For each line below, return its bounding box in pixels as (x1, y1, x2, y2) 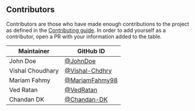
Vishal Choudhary (9, 66, 59, 74)
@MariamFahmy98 (64, 76, 118, 84)
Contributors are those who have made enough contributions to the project (6, 20, 190, 27)
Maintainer (18, 47, 50, 55)
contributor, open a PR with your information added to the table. (6, 32, 162, 40)
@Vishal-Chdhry (64, 66, 112, 74)
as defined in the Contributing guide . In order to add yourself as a (6, 27, 166, 34)
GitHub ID (76, 47, 106, 55)
